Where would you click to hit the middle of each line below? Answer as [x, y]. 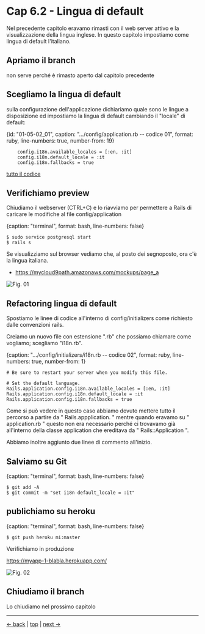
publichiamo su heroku [51, 511]
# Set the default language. [43, 384]
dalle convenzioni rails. [35, 325]
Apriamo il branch [41, 60]
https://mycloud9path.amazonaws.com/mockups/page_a [87, 272]
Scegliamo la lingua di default [63, 95]
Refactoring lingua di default [62, 303]
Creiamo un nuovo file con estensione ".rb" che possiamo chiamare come [99, 337]
